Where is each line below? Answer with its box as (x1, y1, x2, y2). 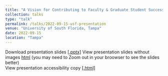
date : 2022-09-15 (5, 30, 41, 35)
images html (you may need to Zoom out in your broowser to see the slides (5, 54, 160, 60)
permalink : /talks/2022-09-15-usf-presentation (5, 21, 106, 26)
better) (5, 59, 19, 65)
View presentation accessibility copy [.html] (5, 64, 95, 70)
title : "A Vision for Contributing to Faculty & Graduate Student (5, 7, 146, 12)
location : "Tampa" (5, 35, 43, 40)
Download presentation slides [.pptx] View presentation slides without (5, 48, 149, 55)
